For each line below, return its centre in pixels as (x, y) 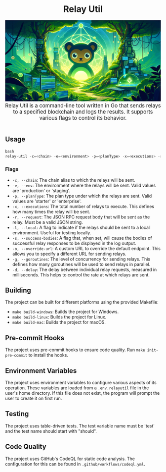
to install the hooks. (48, 355)
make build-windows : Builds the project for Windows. (65, 312)
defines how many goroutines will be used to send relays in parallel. (81, 264)
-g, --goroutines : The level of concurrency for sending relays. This (81, 259)
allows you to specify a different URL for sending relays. (69, 254)
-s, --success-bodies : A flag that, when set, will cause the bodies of (82, 238)
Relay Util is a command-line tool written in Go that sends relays (83, 105)
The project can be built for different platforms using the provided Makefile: (82, 302)
